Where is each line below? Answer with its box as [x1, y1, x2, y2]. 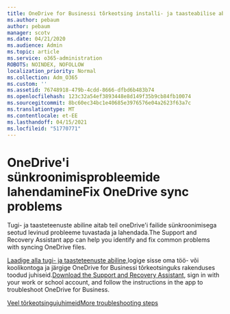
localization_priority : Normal [7, 67, 97, 74]
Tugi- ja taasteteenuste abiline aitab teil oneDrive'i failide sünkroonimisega [7, 221, 217, 229]
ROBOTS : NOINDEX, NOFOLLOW [7, 61, 84, 68]
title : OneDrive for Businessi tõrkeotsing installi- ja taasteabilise [7, 10, 216, 17]
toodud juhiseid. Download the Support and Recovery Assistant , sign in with [7, 271, 220, 279]
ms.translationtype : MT [7, 106, 75, 113]
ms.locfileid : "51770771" [7, 125, 81, 132]
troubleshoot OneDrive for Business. [7, 286, 110, 294]
